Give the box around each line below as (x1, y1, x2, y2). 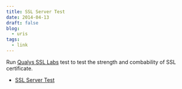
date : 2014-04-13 (6, 14, 50, 20)
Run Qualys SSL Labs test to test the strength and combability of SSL (6, 58, 176, 66)
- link (11, 42, 28, 48)
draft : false (6, 20, 39, 26)
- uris (11, 31, 28, 37)
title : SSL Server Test (6, 8, 66, 15)
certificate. (6, 65, 33, 72)
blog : (6, 25, 20, 32)
